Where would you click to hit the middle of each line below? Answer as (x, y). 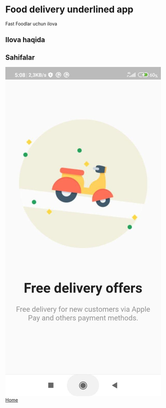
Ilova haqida (25, 40)
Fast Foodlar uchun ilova (31, 24)
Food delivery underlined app (69, 10)
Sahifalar (20, 57)
